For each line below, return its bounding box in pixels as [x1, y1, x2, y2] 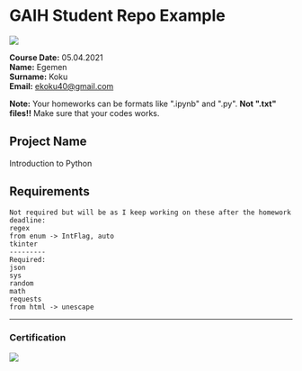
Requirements [9, 184, 90, 199]
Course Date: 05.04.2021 [9, 51, 103, 63]
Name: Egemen [9, 61, 67, 72]
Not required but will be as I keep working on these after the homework [9, 208, 292, 217]
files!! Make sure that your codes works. [9, 107, 160, 118]
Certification [9, 331, 67, 344]
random [9, 278, 34, 288]
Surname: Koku [9, 71, 68, 82]
